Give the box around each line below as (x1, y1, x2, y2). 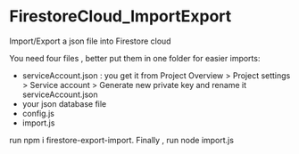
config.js (21, 108, 55, 118)
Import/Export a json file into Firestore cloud (9, 36, 171, 46)
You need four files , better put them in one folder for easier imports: (9, 53, 261, 63)
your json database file (21, 98, 107, 109)
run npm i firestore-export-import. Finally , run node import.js (9, 134, 235, 145)
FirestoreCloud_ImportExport (9, 6, 232, 27)
